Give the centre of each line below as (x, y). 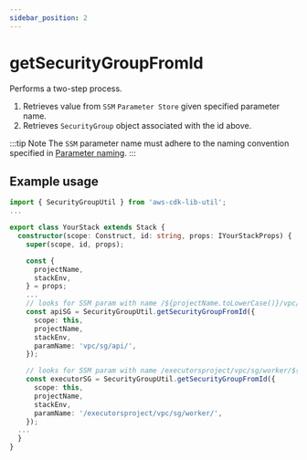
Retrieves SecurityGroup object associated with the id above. (137, 125)
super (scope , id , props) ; (75, 244)
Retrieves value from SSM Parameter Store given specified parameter (151, 106)
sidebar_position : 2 (49, 18)
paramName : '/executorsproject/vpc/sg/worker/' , (128, 413)
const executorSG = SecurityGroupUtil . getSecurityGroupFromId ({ (151, 380)
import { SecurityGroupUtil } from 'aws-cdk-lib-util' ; (118, 203)
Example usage (54, 181)
